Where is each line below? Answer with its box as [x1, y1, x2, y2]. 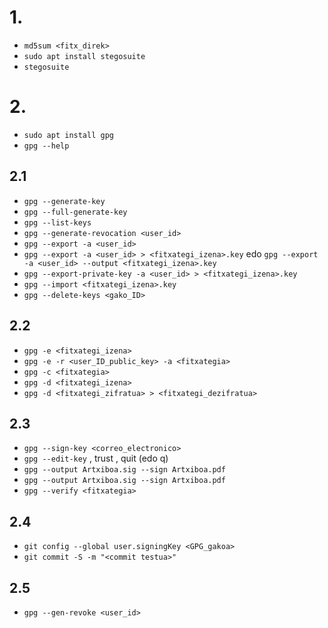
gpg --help [23, 141, 70, 151]
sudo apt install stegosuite [23, 51, 146, 61]
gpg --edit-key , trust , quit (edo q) [23, 452, 169, 465]
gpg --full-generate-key [23, 207, 128, 217]
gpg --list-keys [23, 217, 92, 228]
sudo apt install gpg [23, 130, 114, 140]
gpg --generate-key [23, 196, 106, 206]
